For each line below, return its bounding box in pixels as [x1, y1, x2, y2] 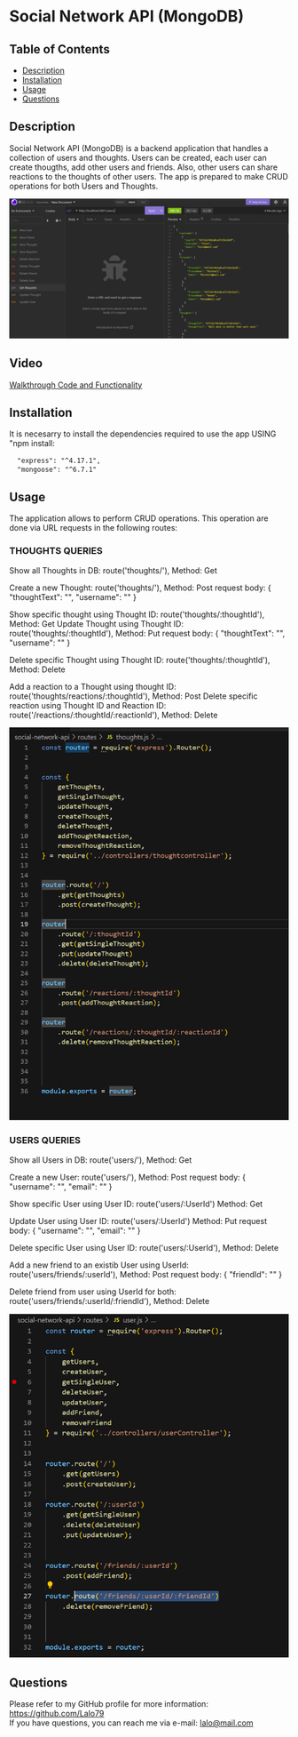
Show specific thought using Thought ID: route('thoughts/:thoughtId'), [9, 609, 265, 620]
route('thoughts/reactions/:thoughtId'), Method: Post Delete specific [9, 691, 258, 701]
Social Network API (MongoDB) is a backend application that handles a [9, 142, 269, 153]
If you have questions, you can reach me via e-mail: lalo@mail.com [9, 1717, 254, 1728]
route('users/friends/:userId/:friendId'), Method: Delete [9, 1295, 210, 1306]
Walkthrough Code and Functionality [9, 380, 143, 390]
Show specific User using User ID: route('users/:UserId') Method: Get [9, 1198, 263, 1209]
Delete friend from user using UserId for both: [9, 1286, 176, 1297]
